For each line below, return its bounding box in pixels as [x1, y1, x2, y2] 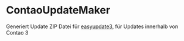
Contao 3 [6, 29, 29, 36]
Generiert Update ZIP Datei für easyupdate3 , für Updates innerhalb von [6, 23, 179, 30]
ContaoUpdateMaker [6, 4, 110, 17]
